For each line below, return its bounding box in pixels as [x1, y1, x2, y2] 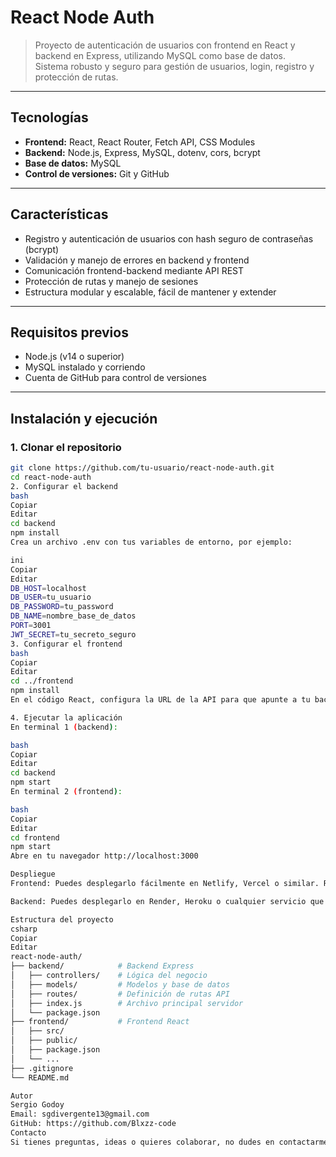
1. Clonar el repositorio [10, 440, 122, 454]
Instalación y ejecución [10, 410, 158, 427]
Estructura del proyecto [10, 914, 114, 925]
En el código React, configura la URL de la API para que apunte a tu [10, 695, 311, 705]
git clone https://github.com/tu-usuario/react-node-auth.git [10, 463, 275, 473]
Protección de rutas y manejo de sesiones [24, 275, 199, 287]
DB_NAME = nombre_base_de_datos [10, 611, 137, 621]
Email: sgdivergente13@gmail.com [10, 1109, 150, 1120]
